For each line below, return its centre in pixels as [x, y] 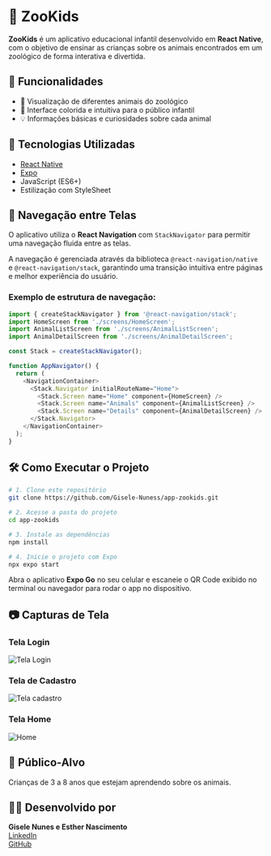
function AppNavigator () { [54, 366]
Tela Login [29, 642]
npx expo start [34, 564]
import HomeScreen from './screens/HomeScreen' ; [92, 322]
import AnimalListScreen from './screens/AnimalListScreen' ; [114, 329]
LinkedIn [23, 836]
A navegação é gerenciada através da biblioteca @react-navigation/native [133, 259]
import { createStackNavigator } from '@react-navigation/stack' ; [123, 314]
